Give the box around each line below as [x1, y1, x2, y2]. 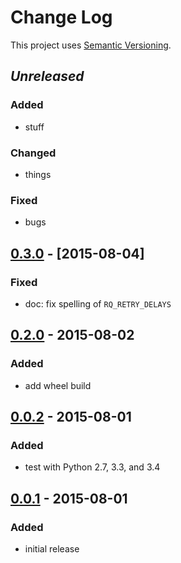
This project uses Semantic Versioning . [10, 39, 172, 51]
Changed [10, 146, 57, 160]
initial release [24, 542, 80, 555]
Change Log [10, 6, 113, 29]
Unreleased [10, 68, 85, 85]
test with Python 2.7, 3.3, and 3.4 [24, 461, 161, 473]
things [24, 168, 52, 180]
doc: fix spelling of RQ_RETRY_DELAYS [24, 297, 172, 310]
